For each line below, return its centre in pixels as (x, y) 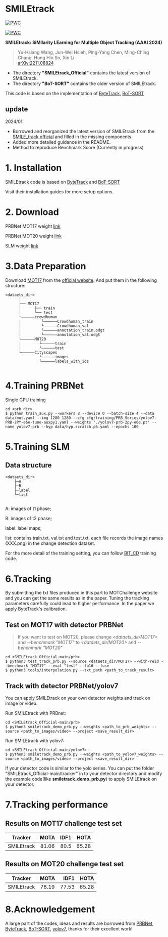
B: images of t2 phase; (29, 518)
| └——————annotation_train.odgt (62, 330)
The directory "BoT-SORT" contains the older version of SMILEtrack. (84, 83)
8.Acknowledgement (50, 909)
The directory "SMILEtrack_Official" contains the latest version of (81, 73)
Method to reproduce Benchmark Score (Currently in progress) (78, 147)
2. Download (32, 212)
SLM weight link (22, 245)
